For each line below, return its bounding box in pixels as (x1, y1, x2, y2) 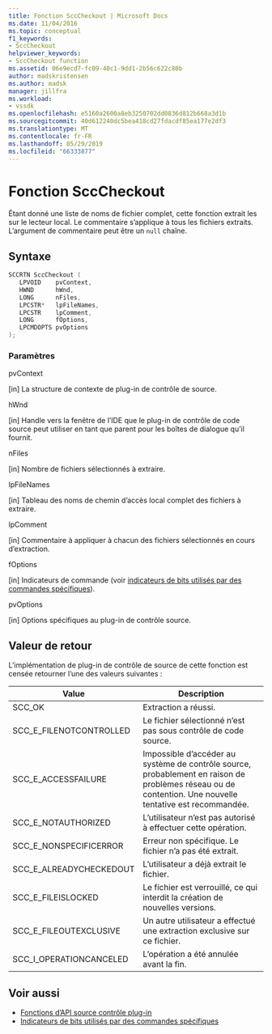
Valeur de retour (8, 638, 92, 652)
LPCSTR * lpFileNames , (19, 301, 100, 309)
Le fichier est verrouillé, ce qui (142, 882, 257, 893)
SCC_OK (12, 701, 45, 713)
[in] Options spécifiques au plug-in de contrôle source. (8, 616, 192, 625)
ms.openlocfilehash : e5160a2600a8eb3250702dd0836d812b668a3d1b (8, 110, 227, 118)
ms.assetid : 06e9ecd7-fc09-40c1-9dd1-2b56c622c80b (8, 65, 183, 73)
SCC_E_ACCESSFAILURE (12, 773, 107, 785)
